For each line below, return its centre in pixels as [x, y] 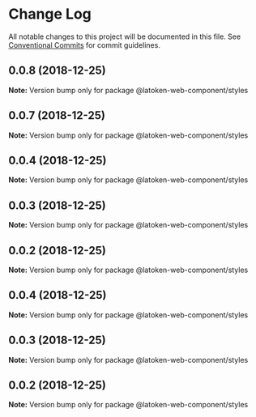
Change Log [50, 14]
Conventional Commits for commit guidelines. [84, 45]
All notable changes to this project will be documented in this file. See [125, 36]
